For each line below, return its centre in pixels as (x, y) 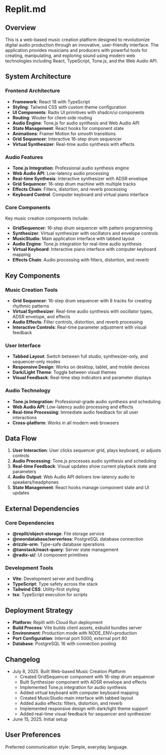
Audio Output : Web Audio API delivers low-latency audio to (74, 477)
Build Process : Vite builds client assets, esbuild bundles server (77, 628)
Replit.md (26, 9)
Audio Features (24, 157)
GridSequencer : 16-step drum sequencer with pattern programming (83, 228)
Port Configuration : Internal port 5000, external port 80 (70, 639)
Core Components (28, 207)
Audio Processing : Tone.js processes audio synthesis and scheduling (84, 461)
